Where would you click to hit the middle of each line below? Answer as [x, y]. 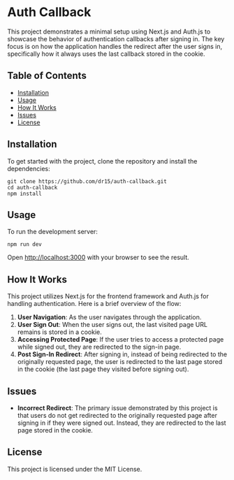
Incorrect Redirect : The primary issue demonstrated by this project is [117, 408]
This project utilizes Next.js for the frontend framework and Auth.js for [108, 296]
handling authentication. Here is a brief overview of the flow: [94, 304]
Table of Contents [47, 76]
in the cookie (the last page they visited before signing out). [103, 369]
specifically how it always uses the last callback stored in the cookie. [106, 54]
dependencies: [29, 168]
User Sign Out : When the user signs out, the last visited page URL [112, 325]
